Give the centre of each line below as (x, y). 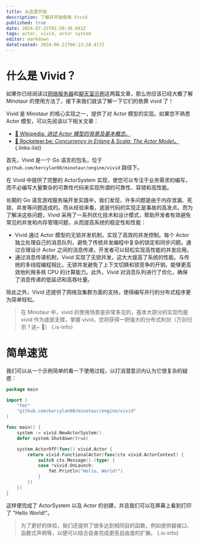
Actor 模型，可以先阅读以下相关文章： (52, 121)
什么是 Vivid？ (41, 76)
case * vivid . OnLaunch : (66, 466)
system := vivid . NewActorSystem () (59, 433)
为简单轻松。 (22, 299)
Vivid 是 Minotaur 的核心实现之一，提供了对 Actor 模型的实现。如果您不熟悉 (98, 113)
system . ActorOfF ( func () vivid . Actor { (65, 449)
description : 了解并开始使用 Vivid (47, 17)
